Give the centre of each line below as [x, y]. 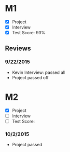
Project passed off [30, 77]
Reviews [18, 48]
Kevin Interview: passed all [39, 72]
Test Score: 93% [29, 33]
